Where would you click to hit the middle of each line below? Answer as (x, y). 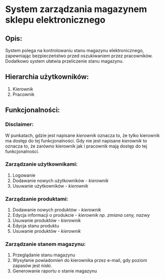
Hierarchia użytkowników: (47, 77)
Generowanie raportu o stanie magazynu (55, 271)
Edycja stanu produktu (36, 226)
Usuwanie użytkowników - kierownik (50, 186)
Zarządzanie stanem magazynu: (46, 244)
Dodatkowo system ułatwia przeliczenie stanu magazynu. (64, 61)
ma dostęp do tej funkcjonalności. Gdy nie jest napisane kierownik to (76, 141)
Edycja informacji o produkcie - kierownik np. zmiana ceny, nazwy (81, 215)
